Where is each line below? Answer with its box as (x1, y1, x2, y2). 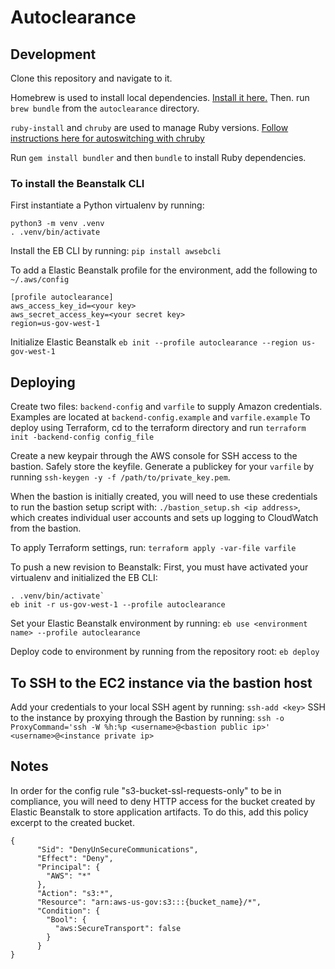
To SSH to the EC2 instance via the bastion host (10, 674, 313, 691)
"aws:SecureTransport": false (54, 923, 182, 933)
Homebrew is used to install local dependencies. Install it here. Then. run (10, 92, 310, 103)
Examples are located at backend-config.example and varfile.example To (10, 411, 311, 423)
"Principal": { (36, 862, 101, 872)
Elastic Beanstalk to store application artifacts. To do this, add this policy (10, 806, 309, 818)
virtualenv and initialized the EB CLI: (10, 572, 158, 584)
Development (10, 46, 97, 63)
